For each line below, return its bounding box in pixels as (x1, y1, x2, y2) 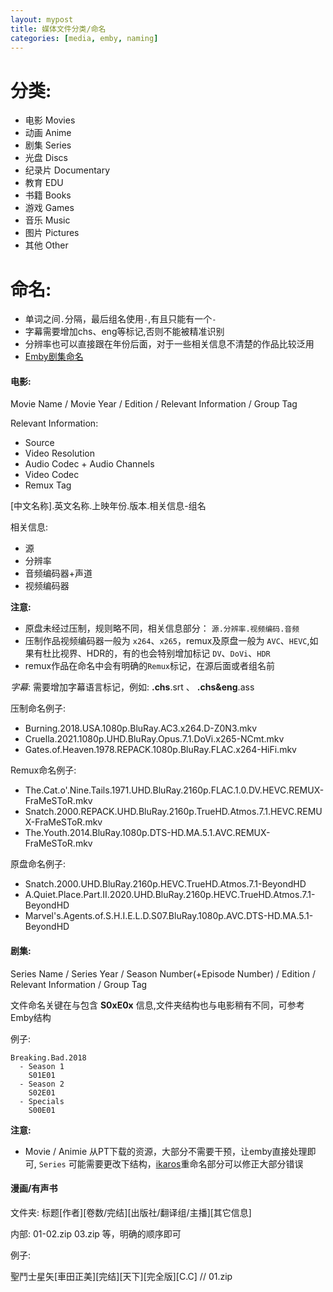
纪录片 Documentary (24, 164, 111, 176)
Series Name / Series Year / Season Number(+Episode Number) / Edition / (10, 967, 316, 980)
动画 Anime (24, 127, 72, 139)
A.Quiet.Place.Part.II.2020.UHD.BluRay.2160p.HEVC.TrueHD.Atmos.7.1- (24, 889, 316, 901)
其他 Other (24, 239, 69, 251)
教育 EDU (24, 177, 64, 189)
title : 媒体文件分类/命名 (10, 24, 107, 34)
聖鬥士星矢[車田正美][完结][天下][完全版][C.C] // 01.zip (10, 1270, 233, 1282)
